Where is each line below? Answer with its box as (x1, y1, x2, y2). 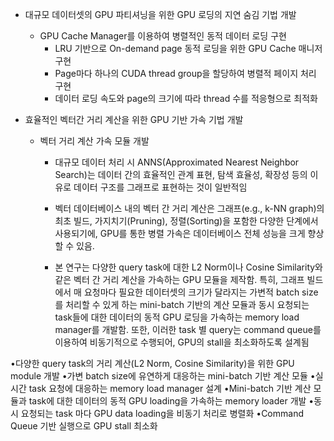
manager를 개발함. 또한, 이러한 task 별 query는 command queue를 (54, 324, 322, 335)
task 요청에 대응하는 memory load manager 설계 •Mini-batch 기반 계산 (28, 383, 312, 394)
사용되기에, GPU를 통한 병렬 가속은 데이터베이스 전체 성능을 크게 (54, 228, 306, 239)
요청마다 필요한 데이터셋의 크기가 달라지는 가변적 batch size (83, 286, 319, 298)
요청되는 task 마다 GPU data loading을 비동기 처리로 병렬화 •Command (20, 408, 304, 419)
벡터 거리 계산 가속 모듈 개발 (39, 135, 150, 147)
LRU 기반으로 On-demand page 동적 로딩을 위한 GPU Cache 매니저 (54, 43, 323, 54)
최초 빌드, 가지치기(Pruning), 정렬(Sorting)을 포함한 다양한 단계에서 (54, 215, 319, 227)
